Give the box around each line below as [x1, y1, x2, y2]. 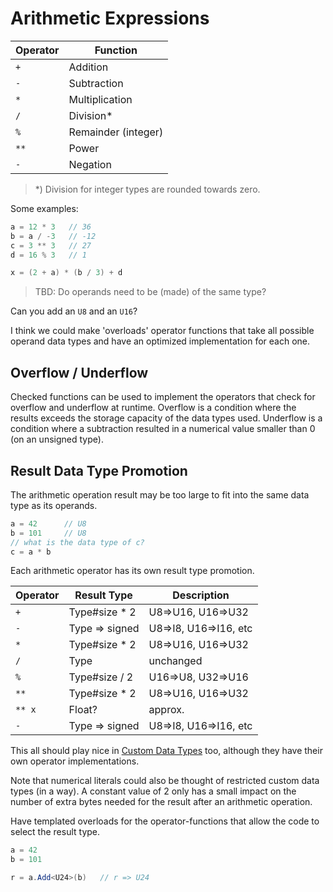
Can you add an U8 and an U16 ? [10, 305, 138, 317]
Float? [68, 703, 98, 717]
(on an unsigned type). [10, 433, 104, 446]
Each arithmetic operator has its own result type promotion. [10, 565, 255, 577]
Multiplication [68, 92, 133, 106]
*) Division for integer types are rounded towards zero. [34, 183, 261, 195]
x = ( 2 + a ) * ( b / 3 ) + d [10, 268, 123, 278]
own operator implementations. [10, 755, 140, 767]
